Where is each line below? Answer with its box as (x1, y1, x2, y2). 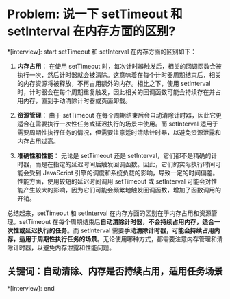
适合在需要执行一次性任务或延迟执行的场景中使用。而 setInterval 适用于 (16, 120, 218, 128)
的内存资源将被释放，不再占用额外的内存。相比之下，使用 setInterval (16, 79, 211, 87)
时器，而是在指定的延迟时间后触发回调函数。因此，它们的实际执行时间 (16, 159, 216, 168)
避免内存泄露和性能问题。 (42, 243, 115, 252)
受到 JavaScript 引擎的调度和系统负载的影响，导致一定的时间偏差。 (29, 168, 219, 177)
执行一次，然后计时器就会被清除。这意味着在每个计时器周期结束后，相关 (16, 70, 221, 79)
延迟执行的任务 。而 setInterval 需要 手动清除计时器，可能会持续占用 (25, 226, 214, 234)
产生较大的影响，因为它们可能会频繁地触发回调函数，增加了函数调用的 (23, 186, 221, 194)
